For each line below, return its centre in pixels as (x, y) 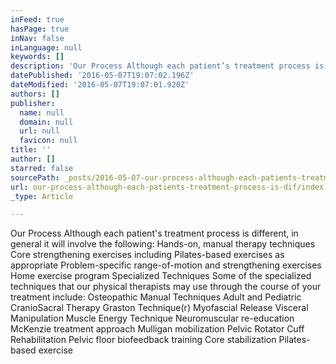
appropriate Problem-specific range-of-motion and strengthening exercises (166, 265)
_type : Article (42, 196)
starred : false (42, 168)
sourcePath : (35, 177)
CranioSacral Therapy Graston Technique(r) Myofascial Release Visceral (159, 308)
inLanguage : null (46, 47)
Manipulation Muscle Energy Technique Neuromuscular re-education (152, 318)
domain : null (46, 122)
